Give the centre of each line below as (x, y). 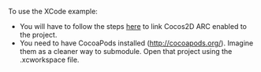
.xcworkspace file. (49, 59)
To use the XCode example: (53, 11)
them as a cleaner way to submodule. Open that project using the (126, 51)
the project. (38, 35)
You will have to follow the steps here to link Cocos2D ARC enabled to (133, 26)
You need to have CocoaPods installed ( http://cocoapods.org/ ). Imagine (136, 43)
